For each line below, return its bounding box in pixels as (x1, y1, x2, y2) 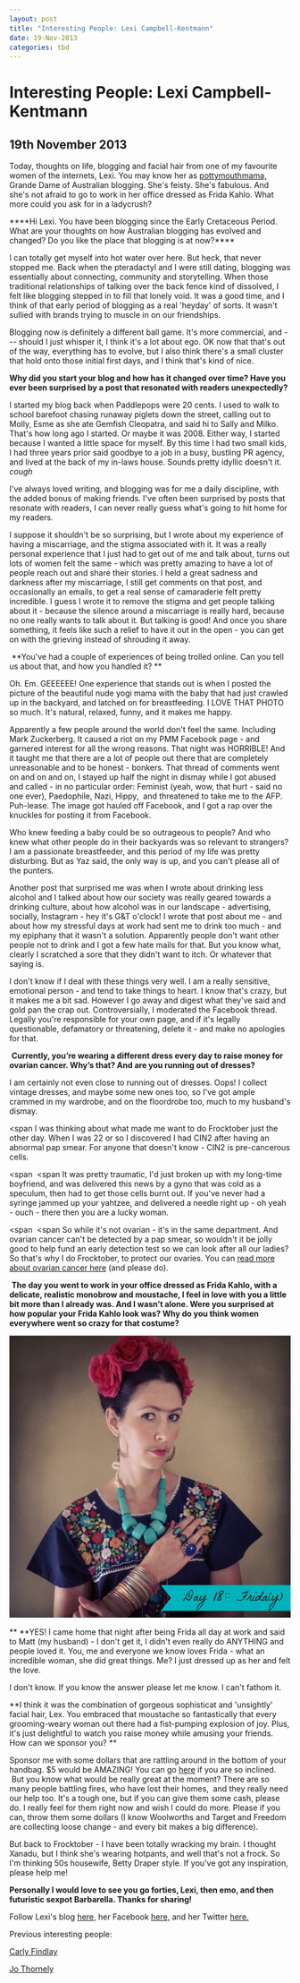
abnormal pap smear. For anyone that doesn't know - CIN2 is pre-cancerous (9, 1142, 290, 1153)
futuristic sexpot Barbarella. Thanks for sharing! (9, 1894, 192, 1905)
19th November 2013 (9, 137, 128, 152)
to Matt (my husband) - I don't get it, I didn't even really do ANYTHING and (9, 1637, 284, 1647)
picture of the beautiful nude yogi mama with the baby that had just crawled (9, 688, 288, 698)
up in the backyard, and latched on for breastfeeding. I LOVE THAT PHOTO (9, 697, 284, 708)
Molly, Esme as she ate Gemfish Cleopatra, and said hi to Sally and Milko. (9, 419, 279, 430)
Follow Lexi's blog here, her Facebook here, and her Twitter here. (9, 1911, 249, 1922)
